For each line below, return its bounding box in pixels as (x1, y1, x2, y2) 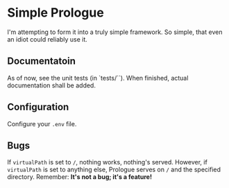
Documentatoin (7, 55, 76, 67)
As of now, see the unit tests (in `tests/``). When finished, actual (7, 74, 189, 82)
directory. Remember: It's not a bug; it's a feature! (7, 173, 153, 181)
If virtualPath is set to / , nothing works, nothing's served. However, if (7, 158, 208, 166)
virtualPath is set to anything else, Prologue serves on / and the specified (7, 165, 221, 174)
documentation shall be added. (7, 81, 96, 89)
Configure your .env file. (7, 119, 77, 128)
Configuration (7, 101, 69, 113)
